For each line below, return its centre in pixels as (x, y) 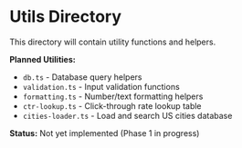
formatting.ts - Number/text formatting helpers (113, 96)
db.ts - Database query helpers (82, 77)
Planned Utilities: (42, 59)
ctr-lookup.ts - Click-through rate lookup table (112, 105)
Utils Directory (65, 17)
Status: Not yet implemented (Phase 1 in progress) (105, 133)
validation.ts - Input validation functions (101, 86)
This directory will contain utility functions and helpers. (113, 42)
